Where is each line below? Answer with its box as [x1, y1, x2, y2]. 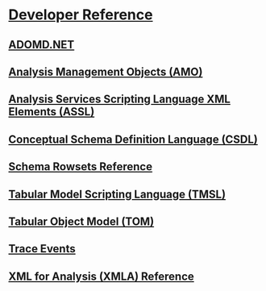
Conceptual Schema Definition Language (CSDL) [8, 132, 258, 146]
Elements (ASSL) [8, 105, 95, 118]
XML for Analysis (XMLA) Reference [8, 269, 195, 283]
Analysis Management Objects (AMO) [8, 64, 203, 78]
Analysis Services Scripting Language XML [8, 93, 231, 106]
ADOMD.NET [8, 38, 75, 52]
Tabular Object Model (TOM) [8, 214, 155, 228]
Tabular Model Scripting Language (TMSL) [8, 187, 227, 201]
